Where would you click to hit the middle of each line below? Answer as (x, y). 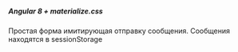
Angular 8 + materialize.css (56, 11)
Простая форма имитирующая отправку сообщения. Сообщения (119, 31)
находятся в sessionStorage (56, 39)
